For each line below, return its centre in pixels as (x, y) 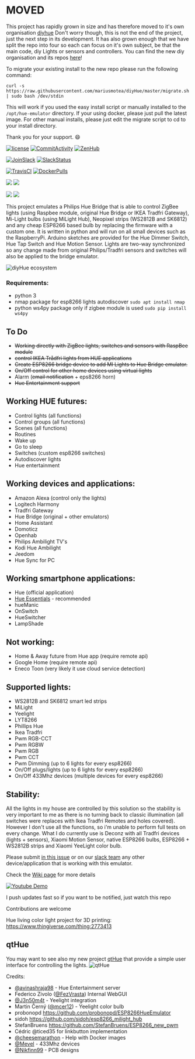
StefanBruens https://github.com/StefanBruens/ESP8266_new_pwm (96, 1025)
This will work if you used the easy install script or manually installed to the (96, 107)
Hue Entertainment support (47, 383)
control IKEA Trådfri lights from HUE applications (73, 358)
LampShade (29, 624)
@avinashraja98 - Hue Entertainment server (67, 988)
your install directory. (32, 125)
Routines (25, 434)
